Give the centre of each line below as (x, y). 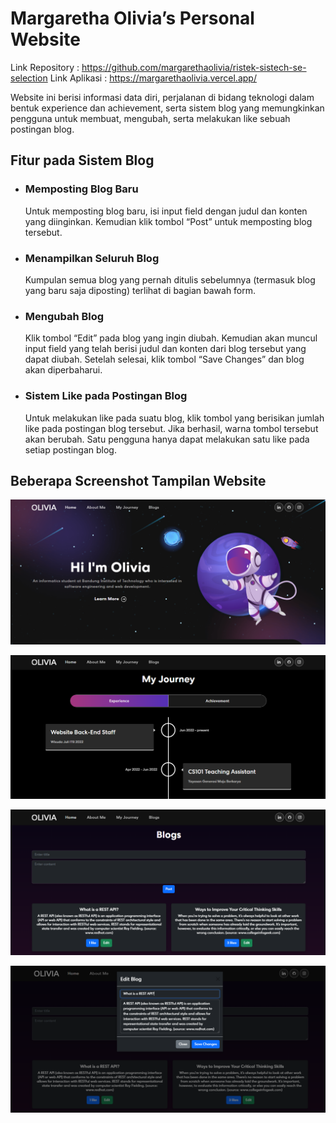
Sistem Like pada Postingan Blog (106, 396)
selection (29, 78)
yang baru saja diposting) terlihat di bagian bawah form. (140, 290)
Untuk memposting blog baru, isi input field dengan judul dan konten (166, 211)
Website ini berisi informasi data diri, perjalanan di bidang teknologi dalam (162, 97)
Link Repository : (45, 67)
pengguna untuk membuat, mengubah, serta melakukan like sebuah (150, 118)
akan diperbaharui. (63, 370)
